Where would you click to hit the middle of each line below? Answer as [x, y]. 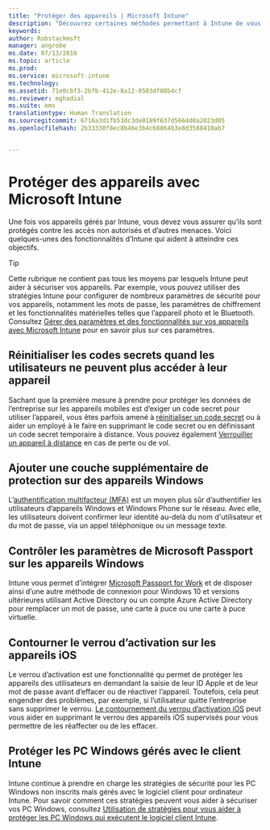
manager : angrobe [37, 46]
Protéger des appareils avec [104, 182]
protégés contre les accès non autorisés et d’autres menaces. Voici [120, 230]
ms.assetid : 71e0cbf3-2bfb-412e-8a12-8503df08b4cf [95, 91]
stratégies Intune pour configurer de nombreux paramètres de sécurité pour [135, 296]
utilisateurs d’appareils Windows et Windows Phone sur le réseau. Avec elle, [135, 508]
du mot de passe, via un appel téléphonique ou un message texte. [118, 525]
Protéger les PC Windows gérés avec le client [125, 751]
